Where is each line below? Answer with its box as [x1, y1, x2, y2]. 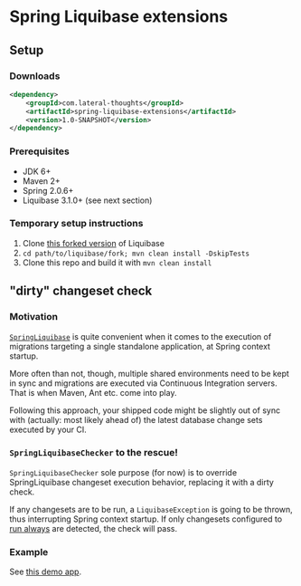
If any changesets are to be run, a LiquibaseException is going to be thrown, [9, 504, 294, 514]
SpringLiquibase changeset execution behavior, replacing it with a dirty [9, 476, 274, 487]
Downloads [9, 70, 61, 82]
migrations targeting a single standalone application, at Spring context [9, 341, 271, 351]
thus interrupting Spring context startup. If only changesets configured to [9, 514, 283, 524]
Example [9, 545, 49, 558]
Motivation [9, 311, 59, 323]
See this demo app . [9, 566, 82, 577]
